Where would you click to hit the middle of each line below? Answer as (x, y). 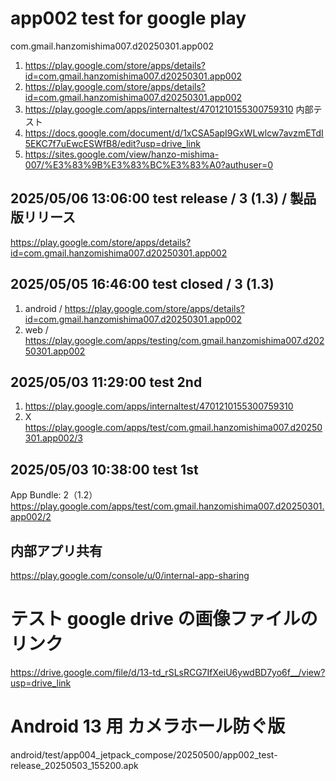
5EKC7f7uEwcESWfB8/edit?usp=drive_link (112, 143)
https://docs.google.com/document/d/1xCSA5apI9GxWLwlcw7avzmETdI (174, 133)
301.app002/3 (53, 438)
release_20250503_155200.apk (74, 765)
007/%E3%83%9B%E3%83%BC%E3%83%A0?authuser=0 (149, 164)
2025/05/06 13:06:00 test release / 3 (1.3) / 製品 (163, 198)
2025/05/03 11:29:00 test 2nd (106, 382)
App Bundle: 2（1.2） (54, 495)
